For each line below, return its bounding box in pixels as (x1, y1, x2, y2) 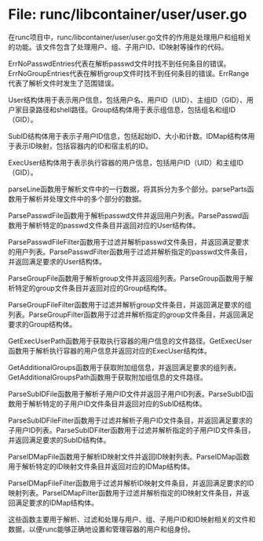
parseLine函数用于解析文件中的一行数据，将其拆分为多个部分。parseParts (8, 184, 247, 194)
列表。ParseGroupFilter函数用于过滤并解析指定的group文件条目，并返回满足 (8, 310, 254, 319)
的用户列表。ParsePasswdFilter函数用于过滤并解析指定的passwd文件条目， (8, 247, 252, 256)
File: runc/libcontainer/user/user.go (8, 5, 247, 24)
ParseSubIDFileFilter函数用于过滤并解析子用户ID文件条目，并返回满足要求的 (8, 416, 253, 425)
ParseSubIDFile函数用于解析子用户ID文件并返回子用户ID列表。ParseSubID (8, 389, 247, 398)
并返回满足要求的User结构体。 (8, 256, 107, 266)
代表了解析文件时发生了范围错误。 (8, 78, 119, 88)
